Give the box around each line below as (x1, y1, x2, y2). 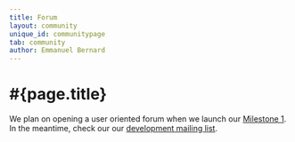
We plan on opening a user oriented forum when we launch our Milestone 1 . (9, 114, 287, 124)
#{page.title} (9, 84, 107, 105)
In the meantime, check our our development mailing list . (9, 123, 218, 134)
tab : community (9, 37, 66, 47)
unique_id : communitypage (9, 29, 105, 38)
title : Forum (9, 12, 58, 22)
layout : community (9, 21, 78, 30)
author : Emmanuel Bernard (9, 46, 105, 55)
